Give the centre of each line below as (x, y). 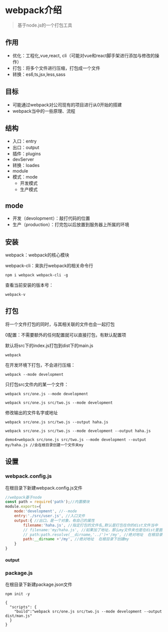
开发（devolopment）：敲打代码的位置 (51, 218)
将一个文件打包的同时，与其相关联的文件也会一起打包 (60, 324)
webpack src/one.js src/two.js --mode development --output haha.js (78, 431)
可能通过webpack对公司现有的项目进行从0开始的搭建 (67, 105)
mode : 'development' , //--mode (46, 511)
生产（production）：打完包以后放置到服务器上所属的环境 (71, 225)
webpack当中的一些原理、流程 (44, 111)
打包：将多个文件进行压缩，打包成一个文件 (56, 68)
